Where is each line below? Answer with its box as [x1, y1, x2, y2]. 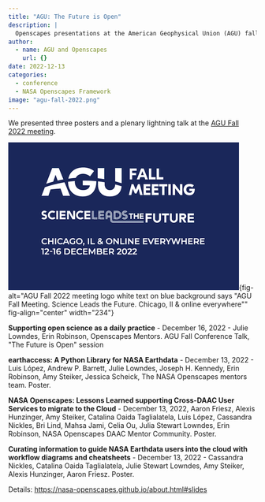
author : [8, 38, 34, 46]
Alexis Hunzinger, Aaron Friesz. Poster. [8, 470, 135, 479]
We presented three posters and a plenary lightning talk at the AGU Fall [8, 118, 239, 128]
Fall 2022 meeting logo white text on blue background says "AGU [39, 292, 252, 301]
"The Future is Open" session [8, 340, 104, 350]
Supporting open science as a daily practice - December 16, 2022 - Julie [8, 323, 248, 333]
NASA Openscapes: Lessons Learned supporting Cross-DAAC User [8, 396, 235, 405]
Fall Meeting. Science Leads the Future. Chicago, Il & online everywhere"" [8, 299, 248, 309]
